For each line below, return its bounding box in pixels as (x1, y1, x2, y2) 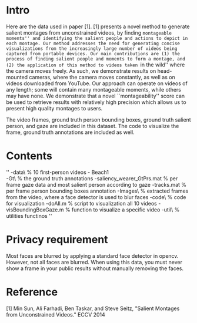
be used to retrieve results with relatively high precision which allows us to (6, 98, 186, 106)
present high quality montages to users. (6, 105, 103, 112)
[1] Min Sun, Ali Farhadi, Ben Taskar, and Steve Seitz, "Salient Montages (6, 305, 180, 312)
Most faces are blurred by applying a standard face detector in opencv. (6, 252, 179, 259)
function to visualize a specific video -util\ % (71, 206, 180, 213)
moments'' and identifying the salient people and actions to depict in (6, 35, 188, 41)
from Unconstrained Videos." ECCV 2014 (6, 311, 106, 318)
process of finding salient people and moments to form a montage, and (6, 56, 185, 62)
